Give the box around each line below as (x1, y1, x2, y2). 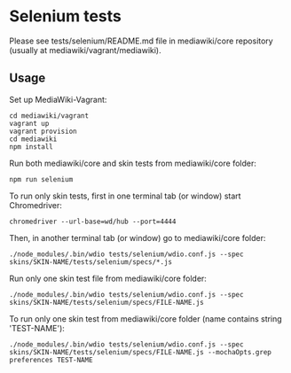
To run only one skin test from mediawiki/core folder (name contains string (9, 313, 282, 324)
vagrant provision (9, 127, 77, 136)
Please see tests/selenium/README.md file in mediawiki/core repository (9, 35, 273, 46)
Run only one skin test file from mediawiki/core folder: (9, 273, 207, 284)
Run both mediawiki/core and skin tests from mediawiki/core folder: (9, 158, 257, 168)
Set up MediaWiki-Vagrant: (9, 94, 107, 105)
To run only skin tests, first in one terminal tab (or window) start (9, 190, 241, 201)
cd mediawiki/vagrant (9, 111, 90, 120)
